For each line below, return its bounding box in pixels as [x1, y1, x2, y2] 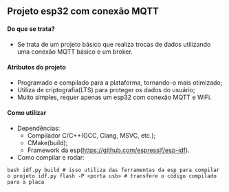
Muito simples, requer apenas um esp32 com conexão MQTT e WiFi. [17, 93, 212, 101]
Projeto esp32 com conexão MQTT [7, 6, 160, 17]
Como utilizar [7, 109, 47, 117]
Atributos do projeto [7, 63, 67, 72]
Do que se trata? [7, 24, 55, 33]
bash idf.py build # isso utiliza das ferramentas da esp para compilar [7, 167, 220, 173]
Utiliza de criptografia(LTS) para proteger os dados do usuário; [17, 85, 196, 94]
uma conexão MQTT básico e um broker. [17, 47, 133, 56]
